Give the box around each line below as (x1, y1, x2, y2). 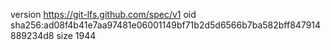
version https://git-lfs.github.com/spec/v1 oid (10, 9, 197, 20)
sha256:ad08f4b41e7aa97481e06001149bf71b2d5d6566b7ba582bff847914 (10, 19, 322, 31)
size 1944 (56, 30, 97, 41)
